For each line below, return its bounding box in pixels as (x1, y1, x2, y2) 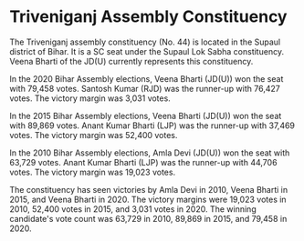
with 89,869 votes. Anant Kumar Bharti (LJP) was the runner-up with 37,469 (9, 120, 295, 131)
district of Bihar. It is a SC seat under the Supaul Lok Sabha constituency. (9, 45, 285, 56)
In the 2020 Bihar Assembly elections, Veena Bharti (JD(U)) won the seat (9, 73, 284, 84)
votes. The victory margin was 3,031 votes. (9, 93, 171, 104)
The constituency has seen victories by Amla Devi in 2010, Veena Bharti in (9, 184, 288, 195)
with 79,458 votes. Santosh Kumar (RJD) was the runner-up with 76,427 (9, 83, 280, 94)
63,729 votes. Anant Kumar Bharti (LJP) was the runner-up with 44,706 (9, 156, 278, 167)
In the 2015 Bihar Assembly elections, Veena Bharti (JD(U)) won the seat (9, 110, 282, 121)
